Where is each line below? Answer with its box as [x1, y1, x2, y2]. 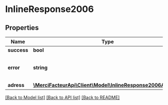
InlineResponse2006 [5, 3, 94, 15]
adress [7, 81, 24, 88]
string [33, 64, 48, 71]
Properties [5, 23, 39, 32]
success [7, 46, 28, 53]
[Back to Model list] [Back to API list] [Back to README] [5, 94, 120, 100]
